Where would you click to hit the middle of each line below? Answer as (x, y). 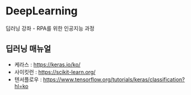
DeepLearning (42, 11)
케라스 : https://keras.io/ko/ (47, 65)
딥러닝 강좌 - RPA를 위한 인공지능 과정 (50, 28)
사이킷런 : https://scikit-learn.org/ (55, 72)
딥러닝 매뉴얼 (28, 49)
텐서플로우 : (28, 79)
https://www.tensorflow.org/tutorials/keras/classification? (114, 79)
